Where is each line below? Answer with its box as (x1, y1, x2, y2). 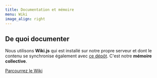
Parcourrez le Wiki (5, 68, 43, 74)
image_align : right (5, 16, 46, 21)
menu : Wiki (5, 12, 28, 17)
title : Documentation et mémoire (5, 7, 74, 12)
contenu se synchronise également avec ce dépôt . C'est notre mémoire (5, 53, 152, 59)
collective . (5, 58, 27, 64)
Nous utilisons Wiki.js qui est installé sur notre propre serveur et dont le (5, 48, 152, 54)
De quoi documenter (5, 35, 70, 43)
